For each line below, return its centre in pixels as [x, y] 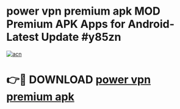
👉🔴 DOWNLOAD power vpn [79, 80]
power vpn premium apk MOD [83, 11]
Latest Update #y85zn [64, 37]
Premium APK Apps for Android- [91, 24]
